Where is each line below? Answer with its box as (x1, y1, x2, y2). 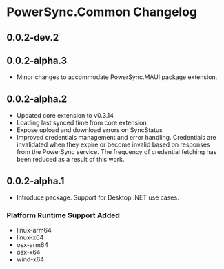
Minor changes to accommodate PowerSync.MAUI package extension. (16, 73, 218, 81)
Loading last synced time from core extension (16, 118, 147, 127)
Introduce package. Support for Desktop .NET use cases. (16, 193, 180, 202)
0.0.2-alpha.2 (6, 93, 68, 105)
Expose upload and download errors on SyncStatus (16, 126, 163, 134)
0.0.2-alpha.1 (6, 175, 65, 186)
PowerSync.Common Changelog (6, 4, 198, 20)
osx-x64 (16, 248, 41, 257)
